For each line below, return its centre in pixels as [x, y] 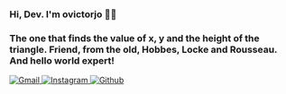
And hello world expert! [62, 60]
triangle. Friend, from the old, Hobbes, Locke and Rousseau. [143, 49]
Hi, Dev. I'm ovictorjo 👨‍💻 [63, 14]
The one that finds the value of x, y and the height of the [134, 38]
